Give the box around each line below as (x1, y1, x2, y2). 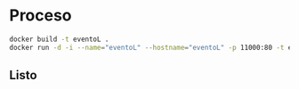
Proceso (9, 5, 73, 26)
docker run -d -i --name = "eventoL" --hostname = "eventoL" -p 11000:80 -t (9, 43, 285, 52)
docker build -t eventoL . (9, 35, 109, 44)
